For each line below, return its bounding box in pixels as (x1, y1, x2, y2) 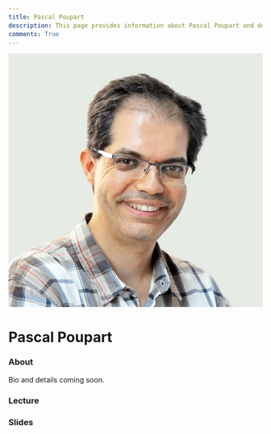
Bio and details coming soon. (8, 374, 105, 384)
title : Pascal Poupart (8, 13, 85, 21)
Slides (8, 416, 34, 428)
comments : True (8, 30, 60, 38)
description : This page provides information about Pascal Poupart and (8, 21, 254, 30)
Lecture (8, 395, 40, 406)
